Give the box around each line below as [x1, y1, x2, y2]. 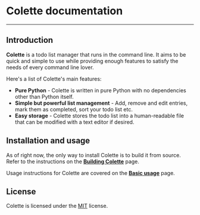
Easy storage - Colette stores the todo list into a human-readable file [14, 112, 185, 119]
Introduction [6, 35, 54, 45]
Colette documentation [6, 4, 123, 18]
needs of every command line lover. [6, 64, 94, 71]
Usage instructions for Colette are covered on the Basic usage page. [6, 169, 176, 176]
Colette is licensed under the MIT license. [6, 202, 108, 210]
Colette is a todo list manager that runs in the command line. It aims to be [6, 51, 186, 58]
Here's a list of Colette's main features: [6, 75, 102, 82]
